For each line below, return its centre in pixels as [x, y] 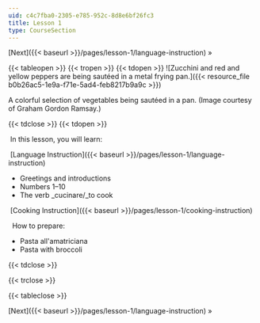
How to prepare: [38, 226]
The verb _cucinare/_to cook [66, 196]
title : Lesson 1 [35, 23]
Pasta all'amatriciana [54, 241]
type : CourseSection [42, 30]
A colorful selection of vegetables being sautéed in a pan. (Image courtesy [130, 101]
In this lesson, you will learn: [56, 139]
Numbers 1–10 [42, 187]
